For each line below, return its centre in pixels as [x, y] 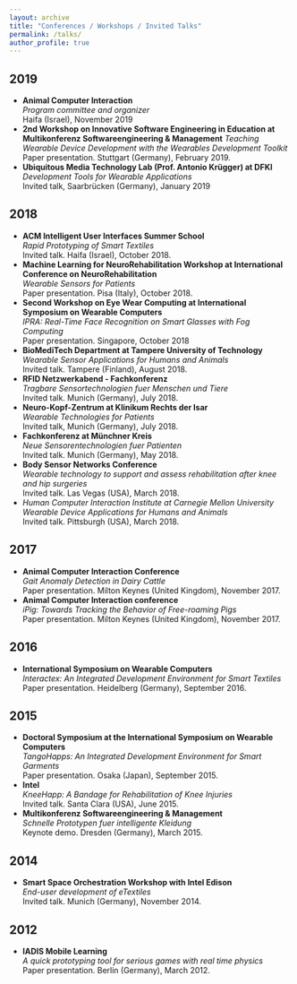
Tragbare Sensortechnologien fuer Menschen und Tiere [125, 388]
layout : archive [39, 17]
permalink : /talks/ [46, 34]
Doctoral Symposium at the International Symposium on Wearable [148, 738]
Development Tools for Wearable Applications [107, 177]
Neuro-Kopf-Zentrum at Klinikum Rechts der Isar [115, 407]
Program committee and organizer [86, 110]
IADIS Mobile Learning [64, 951]
